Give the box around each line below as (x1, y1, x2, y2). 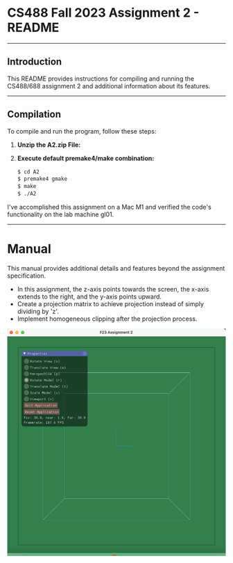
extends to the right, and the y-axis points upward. (17, 292, 162, 301)
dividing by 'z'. (17, 308, 59, 315)
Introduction (7, 56, 62, 68)
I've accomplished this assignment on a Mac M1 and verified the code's (7, 203, 212, 212)
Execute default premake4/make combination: (17, 154, 155, 162)
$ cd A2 (17, 168, 40, 175)
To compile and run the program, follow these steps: (7, 127, 157, 135)
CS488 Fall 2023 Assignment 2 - (7, 5, 200, 21)
